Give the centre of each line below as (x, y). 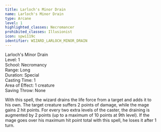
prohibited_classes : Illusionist (39, 32)
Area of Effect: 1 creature (30, 85)
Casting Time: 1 (20, 80)
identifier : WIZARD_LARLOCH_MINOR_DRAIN (46, 41)
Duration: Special (22, 75)
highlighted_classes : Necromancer (40, 27)
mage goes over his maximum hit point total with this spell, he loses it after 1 (81, 120)
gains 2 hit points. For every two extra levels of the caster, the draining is (77, 110)
